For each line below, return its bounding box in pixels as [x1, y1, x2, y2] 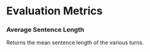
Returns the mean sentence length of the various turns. [6, 39, 144, 46]
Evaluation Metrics [6, 4, 103, 18]
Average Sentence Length [6, 26, 85, 34]
